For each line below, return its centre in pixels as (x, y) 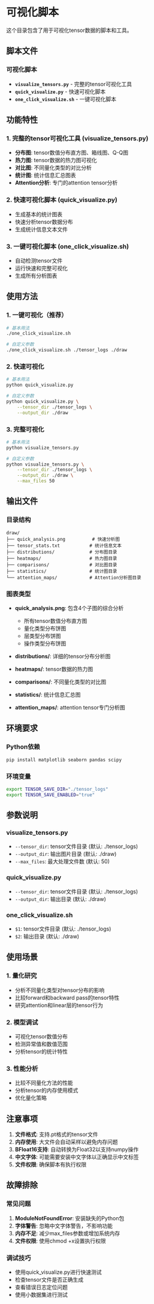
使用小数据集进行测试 (41, 1295)
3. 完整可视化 (25, 429)
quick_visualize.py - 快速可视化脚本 (60, 92)
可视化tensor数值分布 (41, 1036)
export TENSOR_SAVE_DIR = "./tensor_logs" (58, 789)
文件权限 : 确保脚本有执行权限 (51, 1165)
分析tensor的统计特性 (41, 1051)
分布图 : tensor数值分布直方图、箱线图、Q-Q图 (72, 153)
